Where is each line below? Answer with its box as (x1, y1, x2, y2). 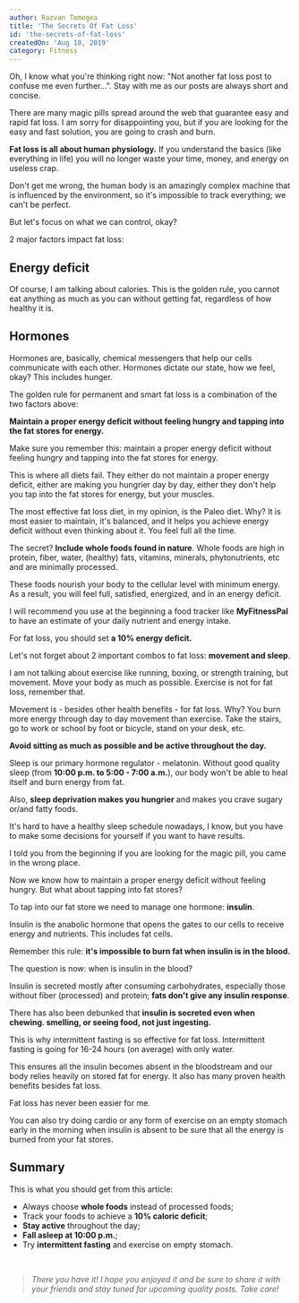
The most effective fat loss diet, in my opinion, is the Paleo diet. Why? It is (9, 505, 282, 516)
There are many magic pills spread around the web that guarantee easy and (9, 108, 289, 118)
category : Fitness (9, 47, 78, 56)
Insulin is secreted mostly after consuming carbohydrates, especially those (9, 980, 286, 991)
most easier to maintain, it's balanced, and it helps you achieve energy (9, 515, 269, 526)
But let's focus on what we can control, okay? (9, 217, 177, 228)
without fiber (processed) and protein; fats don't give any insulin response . (9, 989, 290, 1000)
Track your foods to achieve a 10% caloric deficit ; (21, 1211, 209, 1221)
